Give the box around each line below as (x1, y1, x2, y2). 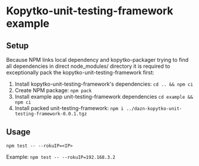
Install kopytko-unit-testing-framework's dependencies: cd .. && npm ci (14, 80, 194, 87)
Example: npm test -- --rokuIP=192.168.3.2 (6, 153, 116, 160)
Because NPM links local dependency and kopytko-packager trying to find (6, 57, 189, 63)
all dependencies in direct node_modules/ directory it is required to (6, 62, 170, 70)
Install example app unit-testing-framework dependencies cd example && (14, 93, 193, 100)
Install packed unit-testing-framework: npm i (14, 105, 124, 111)
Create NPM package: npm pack (14, 87, 92, 93)
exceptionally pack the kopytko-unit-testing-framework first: (6, 69, 154, 76)
